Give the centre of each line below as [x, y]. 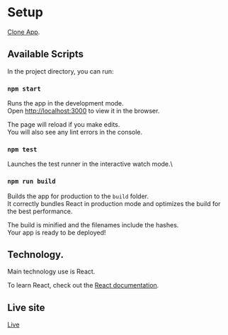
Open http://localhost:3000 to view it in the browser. [84, 111]
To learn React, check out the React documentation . [83, 285]
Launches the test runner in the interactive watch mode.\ [90, 164]
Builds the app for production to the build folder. [78, 196]
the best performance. [40, 211]
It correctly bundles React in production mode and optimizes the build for [114, 203]
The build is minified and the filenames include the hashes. [93, 225]
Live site [26, 308]
